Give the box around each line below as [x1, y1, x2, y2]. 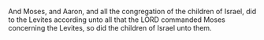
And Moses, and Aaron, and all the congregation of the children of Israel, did [8, 7, 257, 16]
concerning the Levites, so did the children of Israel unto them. [8, 24, 212, 32]
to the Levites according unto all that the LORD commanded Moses [8, 15, 226, 24]
